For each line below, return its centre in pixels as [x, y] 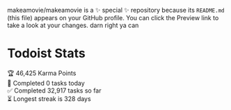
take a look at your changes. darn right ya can [73, 25]
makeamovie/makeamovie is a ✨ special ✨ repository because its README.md [116, 10]
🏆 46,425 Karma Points [42, 73]
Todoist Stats [46, 53]
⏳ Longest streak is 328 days [49, 99]
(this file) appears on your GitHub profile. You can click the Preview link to [113, 18]
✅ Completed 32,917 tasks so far [54, 91]
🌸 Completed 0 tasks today [46, 83]
